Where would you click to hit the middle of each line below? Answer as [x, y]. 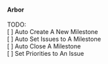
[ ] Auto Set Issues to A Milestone [54, 39]
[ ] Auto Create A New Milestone [53, 32]
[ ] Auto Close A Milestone [44, 46]
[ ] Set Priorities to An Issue [45, 54]
